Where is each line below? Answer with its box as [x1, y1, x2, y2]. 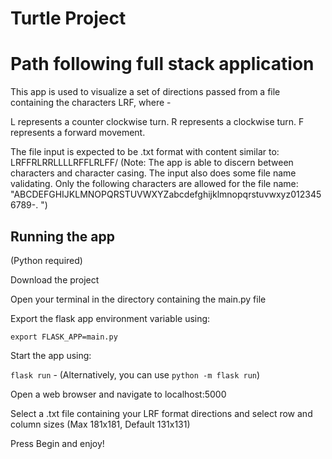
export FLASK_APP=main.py [10, 332, 118, 342]
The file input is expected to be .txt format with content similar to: [10, 146, 280, 158]
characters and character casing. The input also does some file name [10, 167, 297, 179]
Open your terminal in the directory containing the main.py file [10, 293, 267, 305]
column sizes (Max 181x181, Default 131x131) [10, 418, 191, 430]
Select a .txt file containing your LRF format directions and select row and [10, 407, 313, 419]
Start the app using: [10, 349, 92, 361]
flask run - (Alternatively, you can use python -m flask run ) [10, 368, 261, 381]
